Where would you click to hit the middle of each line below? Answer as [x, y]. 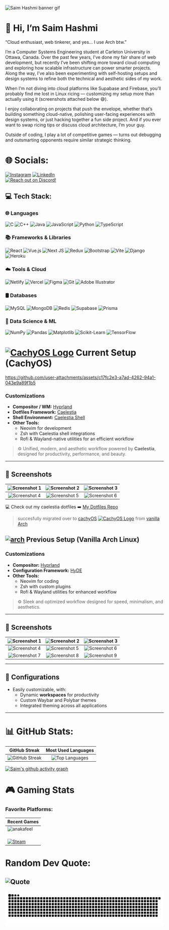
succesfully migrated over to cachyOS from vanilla [89, 518]
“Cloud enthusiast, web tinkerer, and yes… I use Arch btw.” [66, 42]
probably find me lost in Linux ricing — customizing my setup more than [80, 94]
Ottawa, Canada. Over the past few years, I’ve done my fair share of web [81, 57]
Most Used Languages [70, 750]
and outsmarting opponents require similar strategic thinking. [68, 140]
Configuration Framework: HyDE [47, 570]
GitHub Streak [24, 750]
